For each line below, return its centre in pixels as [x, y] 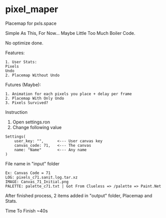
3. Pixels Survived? [27, 103]
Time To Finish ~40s [26, 210]
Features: [15, 53]
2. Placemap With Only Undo [35, 98]
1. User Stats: [21, 62]
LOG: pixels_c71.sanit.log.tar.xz [42, 177]
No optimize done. [24, 43]
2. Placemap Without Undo [32, 75]
